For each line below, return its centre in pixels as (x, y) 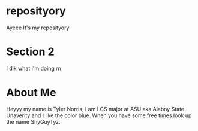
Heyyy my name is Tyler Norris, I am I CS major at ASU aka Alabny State (95, 109)
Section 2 (31, 52)
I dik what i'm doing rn (34, 68)
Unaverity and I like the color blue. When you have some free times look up (99, 115)
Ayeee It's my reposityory (38, 28)
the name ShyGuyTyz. (34, 121)
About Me (31, 92)
